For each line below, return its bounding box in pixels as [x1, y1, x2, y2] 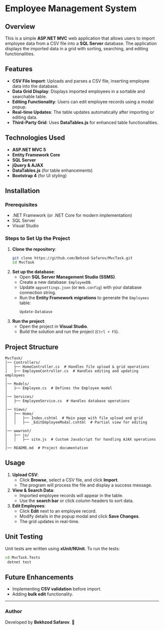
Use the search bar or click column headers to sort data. [19, 498, 134, 504]
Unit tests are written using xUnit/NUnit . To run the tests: [5, 546, 120, 551]
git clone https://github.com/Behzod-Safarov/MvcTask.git [12, 255, 133, 260]
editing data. [12, 114, 38, 120]
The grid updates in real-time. [19, 518, 80, 524]
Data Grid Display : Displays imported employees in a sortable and [12, 88, 145, 94]
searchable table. [12, 93, 47, 99]
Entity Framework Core [12, 152, 60, 158]
